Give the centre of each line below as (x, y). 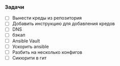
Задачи (15, 7)
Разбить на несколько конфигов (47, 52)
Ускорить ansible (30, 46)
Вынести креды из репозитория (47, 18)
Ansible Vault (26, 41)
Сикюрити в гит (29, 58)
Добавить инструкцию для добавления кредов (64, 24)
